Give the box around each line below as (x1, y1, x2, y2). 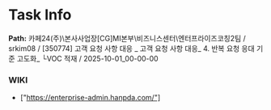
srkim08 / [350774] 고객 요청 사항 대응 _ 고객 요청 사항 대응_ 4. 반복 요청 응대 (8, 43, 255, 53)
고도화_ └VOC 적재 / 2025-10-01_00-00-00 (16, 53, 159, 63)
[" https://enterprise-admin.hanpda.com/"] (19, 93, 161, 103)
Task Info (8, 6, 72, 24)
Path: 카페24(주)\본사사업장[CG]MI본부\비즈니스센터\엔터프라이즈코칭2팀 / (8, 33, 247, 43)
